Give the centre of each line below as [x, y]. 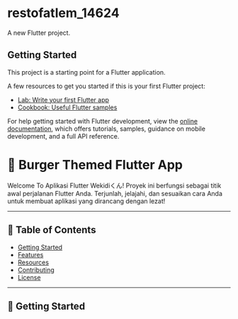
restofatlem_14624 [63, 13]
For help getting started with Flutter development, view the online [103, 121]
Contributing [36, 270]
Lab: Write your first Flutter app [63, 99]
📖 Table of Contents [52, 230]
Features [30, 254]
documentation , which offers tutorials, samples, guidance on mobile [106, 129]
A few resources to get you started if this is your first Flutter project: [106, 86]
